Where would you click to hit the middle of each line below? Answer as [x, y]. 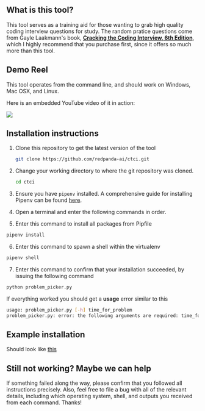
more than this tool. [31, 51]
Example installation [46, 334]
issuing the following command [54, 276]
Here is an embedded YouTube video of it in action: [71, 102]
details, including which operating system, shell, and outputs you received [99, 396]
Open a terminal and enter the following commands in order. [91, 212]
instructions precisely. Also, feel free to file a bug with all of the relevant [96, 390]
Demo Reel [27, 70]
